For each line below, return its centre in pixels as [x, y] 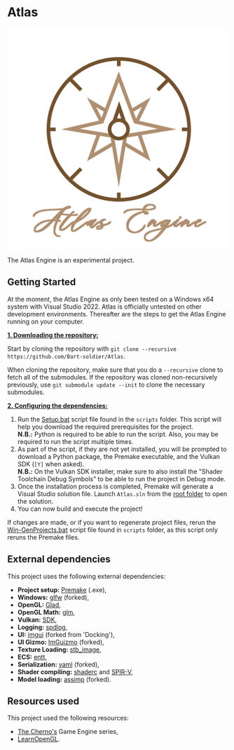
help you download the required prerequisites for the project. [105, 427]
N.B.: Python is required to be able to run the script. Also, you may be [118, 434]
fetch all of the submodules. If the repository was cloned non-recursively [112, 377]
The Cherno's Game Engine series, [68, 732]
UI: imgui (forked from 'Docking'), [66, 634]
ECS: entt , [32, 657]
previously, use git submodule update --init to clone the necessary [106, 384]
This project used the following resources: [68, 718]
